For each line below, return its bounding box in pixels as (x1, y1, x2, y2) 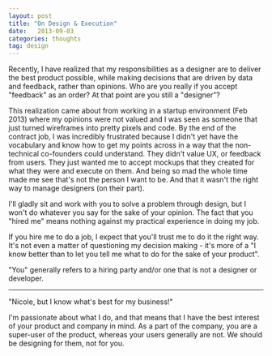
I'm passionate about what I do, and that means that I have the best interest (8, 313, 260, 323)
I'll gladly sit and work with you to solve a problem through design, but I (8, 199, 247, 209)
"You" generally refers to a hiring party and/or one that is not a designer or (8, 265, 257, 275)
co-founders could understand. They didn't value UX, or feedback (40, 149, 261, 159)
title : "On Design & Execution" (8, 19, 117, 28)
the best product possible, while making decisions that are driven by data (8, 73, 253, 83)
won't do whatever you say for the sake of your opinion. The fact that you (8, 208, 253, 217)
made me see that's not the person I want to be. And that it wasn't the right (8, 175, 259, 185)
